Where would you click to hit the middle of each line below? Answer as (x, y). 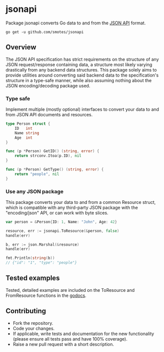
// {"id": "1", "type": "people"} (41, 263)
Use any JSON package (35, 191)
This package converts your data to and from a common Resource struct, (81, 202)
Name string (27, 133)
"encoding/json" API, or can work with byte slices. (57, 213)
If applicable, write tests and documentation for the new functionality (83, 334)
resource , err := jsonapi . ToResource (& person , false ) (63, 231)
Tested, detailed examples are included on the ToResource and (70, 290)
